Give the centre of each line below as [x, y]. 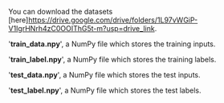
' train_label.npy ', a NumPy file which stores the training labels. [112, 59]
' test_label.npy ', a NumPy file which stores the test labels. [105, 90]
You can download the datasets [61, 12]
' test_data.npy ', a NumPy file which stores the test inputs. [104, 75]
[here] [18, 20]
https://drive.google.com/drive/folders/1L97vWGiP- [113, 20]
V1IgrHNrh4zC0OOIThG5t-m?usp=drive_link [81, 28]
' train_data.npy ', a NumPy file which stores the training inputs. [112, 44]
